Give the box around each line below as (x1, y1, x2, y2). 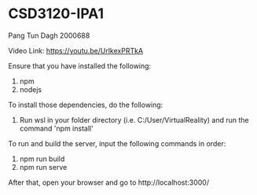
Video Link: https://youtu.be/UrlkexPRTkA (8, 46, 144, 55)
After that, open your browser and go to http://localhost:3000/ (8, 178, 210, 187)
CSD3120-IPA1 (8, 5, 105, 23)
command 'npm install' (19, 123, 94, 133)
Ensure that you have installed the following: (8, 61, 152, 71)
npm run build (19, 154, 65, 164)
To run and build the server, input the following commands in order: (8, 138, 226, 148)
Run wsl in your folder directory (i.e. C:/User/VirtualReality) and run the (19, 115, 249, 124)
